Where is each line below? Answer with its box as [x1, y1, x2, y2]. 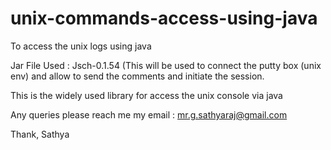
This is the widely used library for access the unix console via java [10, 89, 283, 101]
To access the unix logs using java [10, 40, 152, 52]
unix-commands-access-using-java [10, 7, 318, 30]
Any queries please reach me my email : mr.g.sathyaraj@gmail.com [10, 108, 288, 121]
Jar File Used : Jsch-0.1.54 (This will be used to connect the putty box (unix [10, 59, 322, 71]
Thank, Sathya [10, 128, 70, 140]
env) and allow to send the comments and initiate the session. [10, 70, 265, 82]
